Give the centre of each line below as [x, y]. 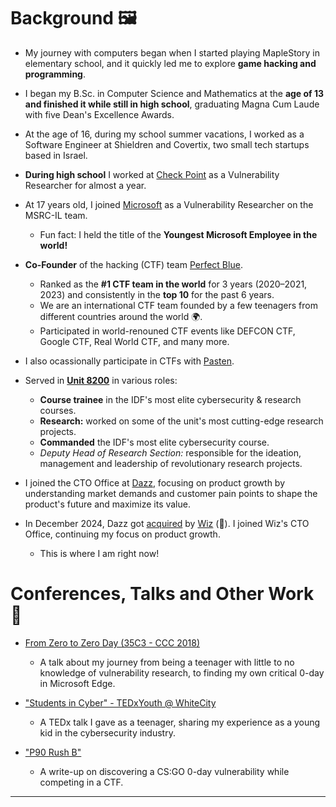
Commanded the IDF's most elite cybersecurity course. [154, 442]
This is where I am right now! [99, 553]
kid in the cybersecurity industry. [107, 732]
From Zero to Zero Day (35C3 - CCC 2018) [112, 642]
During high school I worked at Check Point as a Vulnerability [152, 174]
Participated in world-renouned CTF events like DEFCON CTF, [167, 331]
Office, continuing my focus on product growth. [122, 534]
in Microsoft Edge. [77, 683]
